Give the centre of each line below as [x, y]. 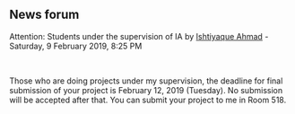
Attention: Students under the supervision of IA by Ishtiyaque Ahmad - [139, 36]
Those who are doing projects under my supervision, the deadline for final [146, 81]
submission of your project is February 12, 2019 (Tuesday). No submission [146, 90]
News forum [44, 15]
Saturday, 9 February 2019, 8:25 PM [76, 46]
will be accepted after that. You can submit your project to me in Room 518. [148, 100]
